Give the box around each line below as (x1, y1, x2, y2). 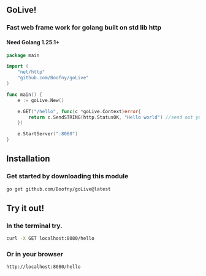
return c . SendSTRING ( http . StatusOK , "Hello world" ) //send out (28, 114, 193, 120)
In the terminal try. (6, 221, 63, 230)
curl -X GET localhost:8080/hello (6, 235, 95, 242)
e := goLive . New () (17, 97, 64, 103)
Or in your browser (6, 250, 63, 259)
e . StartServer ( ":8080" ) (17, 131, 78, 137)
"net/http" (17, 69, 45, 76)
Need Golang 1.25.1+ (6, 38, 60, 45)
